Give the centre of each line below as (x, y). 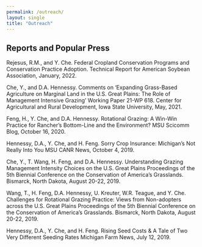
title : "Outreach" (30, 23)
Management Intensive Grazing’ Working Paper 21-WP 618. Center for (94, 101)
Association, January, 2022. (42, 76)
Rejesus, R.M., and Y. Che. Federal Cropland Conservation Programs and (98, 63)
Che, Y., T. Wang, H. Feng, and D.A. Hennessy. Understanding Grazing (95, 162)
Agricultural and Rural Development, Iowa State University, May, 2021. (94, 107)
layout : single (26, 18)
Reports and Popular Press (58, 48)
